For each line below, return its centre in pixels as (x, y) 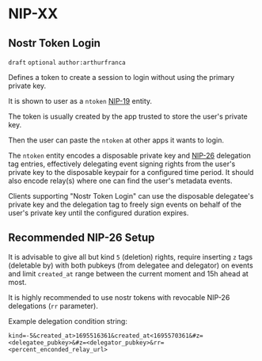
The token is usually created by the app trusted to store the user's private (128, 116)
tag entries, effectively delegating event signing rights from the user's (122, 164)
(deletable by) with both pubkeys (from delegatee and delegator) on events (131, 265)
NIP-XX (33, 14)
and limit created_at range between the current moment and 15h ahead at (129, 273)
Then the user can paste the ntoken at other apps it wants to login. (116, 140)
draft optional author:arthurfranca (67, 63)
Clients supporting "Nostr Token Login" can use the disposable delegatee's (131, 196)
